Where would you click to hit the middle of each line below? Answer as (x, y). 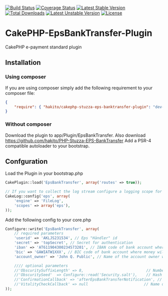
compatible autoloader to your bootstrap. (47, 146)
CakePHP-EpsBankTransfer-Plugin (79, 33)
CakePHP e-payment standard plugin (43, 47)
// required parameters (39, 234)
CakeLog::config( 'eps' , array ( (38, 196)
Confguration (26, 161)
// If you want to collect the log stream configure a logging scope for (84, 192)
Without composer (28, 124)
